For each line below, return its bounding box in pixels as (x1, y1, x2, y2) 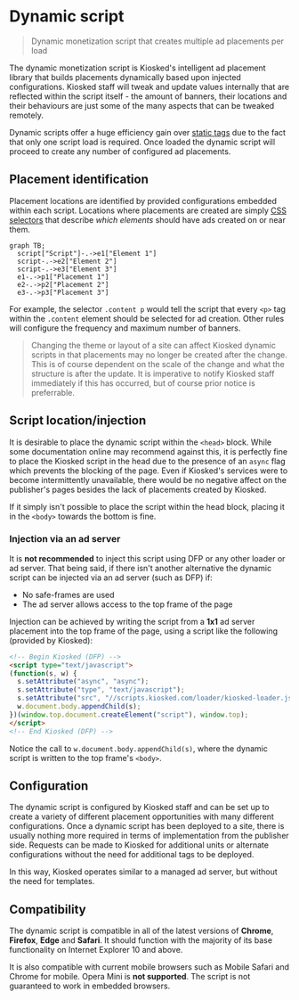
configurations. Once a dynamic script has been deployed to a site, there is (9, 821, 285, 832)
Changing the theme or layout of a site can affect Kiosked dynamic (30, 340, 276, 350)
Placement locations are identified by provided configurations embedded (9, 195, 278, 206)
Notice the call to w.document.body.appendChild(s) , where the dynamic (9, 742, 269, 754)
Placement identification (9, 172, 149, 187)
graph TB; (9, 241, 46, 250)
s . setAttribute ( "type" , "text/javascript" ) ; (17, 685, 185, 694)
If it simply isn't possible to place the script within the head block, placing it (9, 501, 285, 512)
